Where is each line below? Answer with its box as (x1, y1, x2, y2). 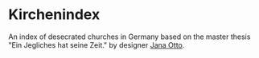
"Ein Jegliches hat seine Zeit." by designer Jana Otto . (8, 40, 185, 49)
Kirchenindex (8, 6, 101, 24)
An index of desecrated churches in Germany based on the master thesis (8, 32, 251, 41)
